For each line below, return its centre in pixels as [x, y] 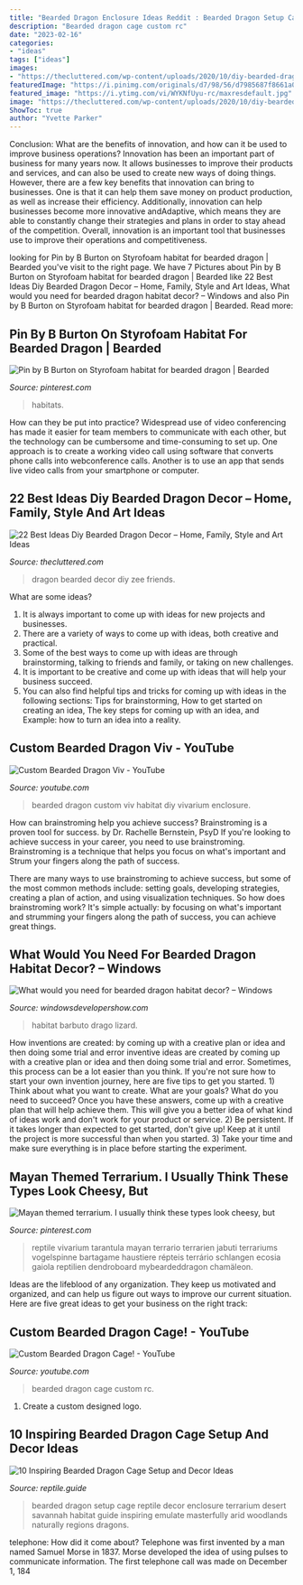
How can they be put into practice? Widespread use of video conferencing [148, 422]
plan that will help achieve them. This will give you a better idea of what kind [151, 1110]
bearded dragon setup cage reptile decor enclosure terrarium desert [159, 1506]
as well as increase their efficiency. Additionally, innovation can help [136, 202]
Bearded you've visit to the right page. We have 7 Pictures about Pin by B [145, 267]
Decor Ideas [44, 1449]
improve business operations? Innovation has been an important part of [142, 154]
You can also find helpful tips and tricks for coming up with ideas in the [154, 691]
